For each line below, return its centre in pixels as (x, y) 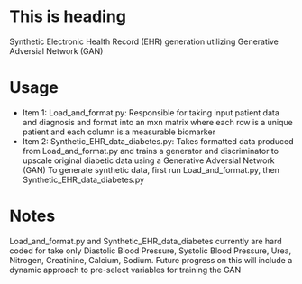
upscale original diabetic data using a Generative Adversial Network (148, 160)
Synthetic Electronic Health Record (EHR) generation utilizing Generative (144, 41)
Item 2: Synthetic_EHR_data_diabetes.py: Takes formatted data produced (158, 141)
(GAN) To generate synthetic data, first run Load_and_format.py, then (151, 169)
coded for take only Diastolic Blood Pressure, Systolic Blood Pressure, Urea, (151, 251)
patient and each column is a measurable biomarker (119, 132)
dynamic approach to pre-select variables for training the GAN (125, 270)
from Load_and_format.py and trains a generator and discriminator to (151, 151)
